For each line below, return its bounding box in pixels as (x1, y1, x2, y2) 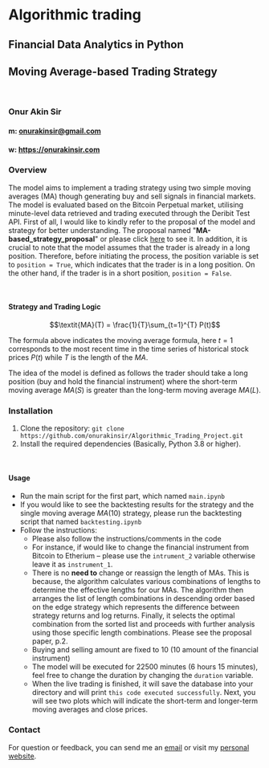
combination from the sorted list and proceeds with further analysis (31, 619, 255, 628)
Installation (8, 405, 54, 416)
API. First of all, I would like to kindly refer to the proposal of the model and (8, 217, 255, 227)
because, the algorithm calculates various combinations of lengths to (31, 576, 261, 586)
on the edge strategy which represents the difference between (31, 602, 239, 611)
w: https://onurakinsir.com (8, 145, 100, 154)
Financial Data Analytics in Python (8, 38, 185, 51)
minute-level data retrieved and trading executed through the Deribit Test (8, 208, 251, 218)
